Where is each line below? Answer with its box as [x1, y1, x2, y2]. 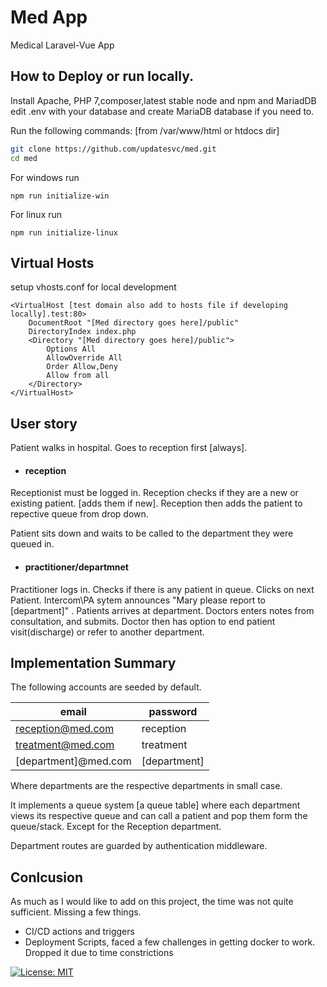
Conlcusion [10, 869, 84, 886]
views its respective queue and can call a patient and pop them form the [10, 810, 308, 822]
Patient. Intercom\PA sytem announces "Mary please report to [10, 594, 266, 606]
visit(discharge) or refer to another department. [10, 626, 205, 638]
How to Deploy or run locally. [10, 68, 195, 85]
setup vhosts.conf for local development [10, 281, 177, 293]
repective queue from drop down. [10, 508, 149, 520]
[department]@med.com [15, 754, 132, 768]
